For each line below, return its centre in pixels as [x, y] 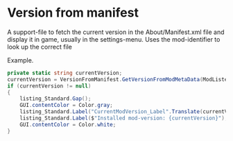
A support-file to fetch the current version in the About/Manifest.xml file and [116, 32]
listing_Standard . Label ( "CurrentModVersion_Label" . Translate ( [111, 112]
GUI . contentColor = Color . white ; [68, 124]
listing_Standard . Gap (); [55, 99]
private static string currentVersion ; [65, 73]
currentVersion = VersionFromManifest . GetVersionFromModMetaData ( [105, 79]
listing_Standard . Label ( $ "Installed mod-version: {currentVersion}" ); [124, 118]
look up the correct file [40, 47]
